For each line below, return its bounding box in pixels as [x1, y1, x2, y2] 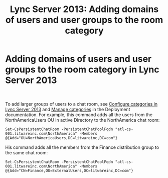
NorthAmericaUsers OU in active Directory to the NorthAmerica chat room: [5, 117, 160, 123]
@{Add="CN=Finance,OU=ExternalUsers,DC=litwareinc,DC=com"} [5, 168, 134, 173]
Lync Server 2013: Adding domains [10, 4, 159, 15]
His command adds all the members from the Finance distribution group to [5, 144, 159, 150]
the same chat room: [5, 149, 48, 155]
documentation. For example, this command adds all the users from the [5, 112, 153, 118]
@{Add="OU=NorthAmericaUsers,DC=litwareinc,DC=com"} [5, 135, 118, 140]
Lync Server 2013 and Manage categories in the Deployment [5, 106, 130, 112]
